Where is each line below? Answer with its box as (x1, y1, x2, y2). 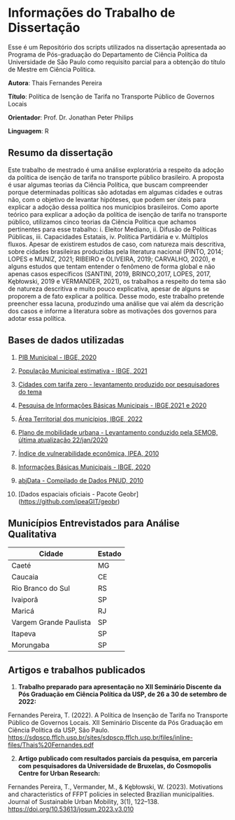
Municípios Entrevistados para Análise (8, 517, 180, 529)
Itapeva (11, 629, 36, 639)
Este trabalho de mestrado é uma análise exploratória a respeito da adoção (8, 166, 225, 174)
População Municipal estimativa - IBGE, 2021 (17, 366, 148, 375)
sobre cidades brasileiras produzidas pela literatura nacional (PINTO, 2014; (8, 247, 224, 256)
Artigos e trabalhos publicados (8, 664, 146, 676)
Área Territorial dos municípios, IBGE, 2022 (17, 415, 143, 423)
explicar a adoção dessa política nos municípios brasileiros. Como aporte (8, 203, 219, 211)
